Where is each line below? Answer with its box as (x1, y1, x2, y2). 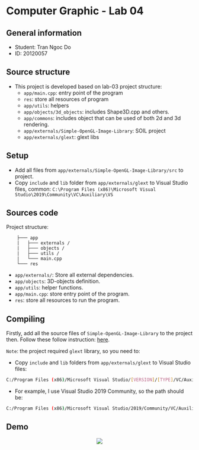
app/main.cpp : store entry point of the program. (14, 290, 130, 298)
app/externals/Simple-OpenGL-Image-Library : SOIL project (23, 127, 166, 134)
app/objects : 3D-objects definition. (14, 278, 101, 285)
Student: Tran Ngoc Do (14, 43, 71, 51)
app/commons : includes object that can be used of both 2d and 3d (23, 114, 181, 121)
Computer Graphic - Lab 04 (6, 4, 144, 18)
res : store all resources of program (23, 95, 109, 102)
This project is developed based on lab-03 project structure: (14, 83, 162, 90)
